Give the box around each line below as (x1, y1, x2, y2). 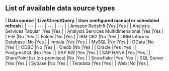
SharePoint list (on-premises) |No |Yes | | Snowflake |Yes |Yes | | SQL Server (5, 55, 164, 61)
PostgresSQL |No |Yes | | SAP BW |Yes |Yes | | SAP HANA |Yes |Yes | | (5, 49, 151, 55)
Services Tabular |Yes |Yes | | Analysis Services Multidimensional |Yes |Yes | (5, 28, 164, 34)
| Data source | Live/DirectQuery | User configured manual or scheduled (5, 17, 159, 23)
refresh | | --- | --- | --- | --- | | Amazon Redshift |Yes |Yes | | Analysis (5, 23, 150, 29)
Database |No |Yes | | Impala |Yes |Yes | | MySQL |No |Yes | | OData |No (5, 39, 154, 45)
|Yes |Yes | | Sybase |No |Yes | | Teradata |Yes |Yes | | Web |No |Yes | (5, 60, 149, 66)
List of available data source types (5, 4, 115, 13)
